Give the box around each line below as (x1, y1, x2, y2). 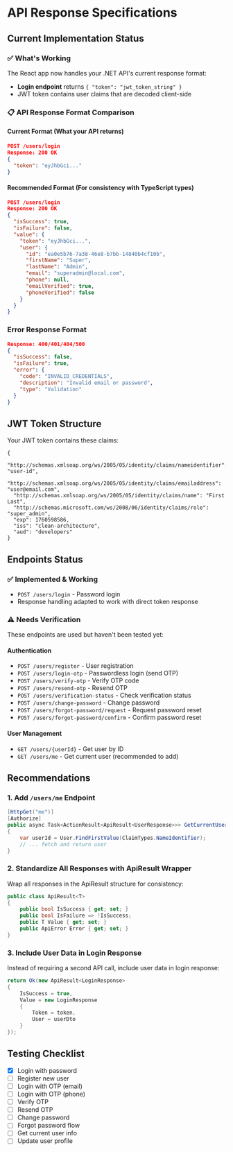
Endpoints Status (7, 553, 83, 565)
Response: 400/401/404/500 (7, 341, 85, 347)
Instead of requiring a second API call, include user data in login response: (7, 964, 220, 972)
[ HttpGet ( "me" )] (7, 809, 54, 816)
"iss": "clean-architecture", (13, 522, 101, 530)
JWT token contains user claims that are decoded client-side (17, 89, 192, 98)
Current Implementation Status (7, 33, 144, 44)
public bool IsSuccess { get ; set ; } (19, 906, 129, 913)
